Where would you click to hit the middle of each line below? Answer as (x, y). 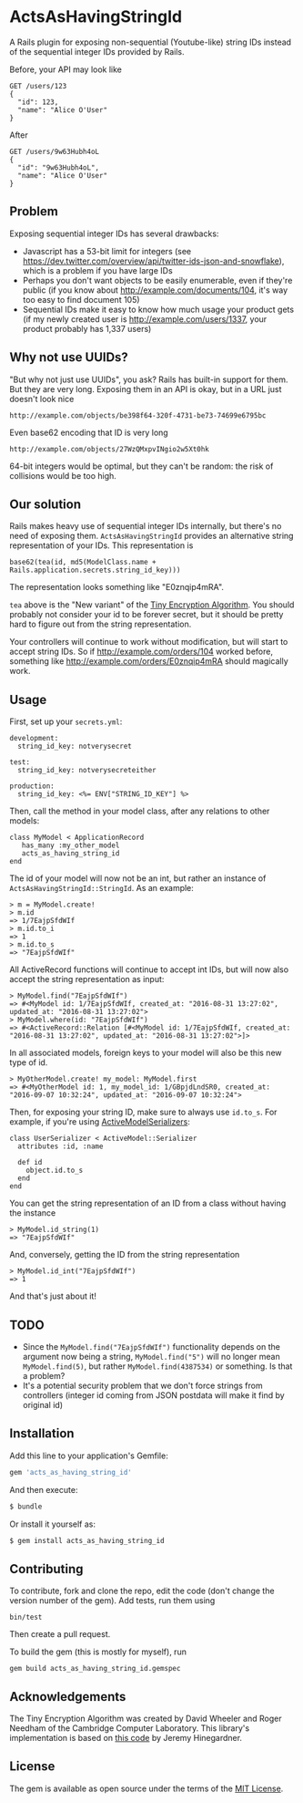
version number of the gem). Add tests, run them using (112, 1601)
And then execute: (44, 1489)
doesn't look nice (42, 399)
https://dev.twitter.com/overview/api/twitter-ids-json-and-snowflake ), (153, 261)
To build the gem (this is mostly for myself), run (98, 1652)
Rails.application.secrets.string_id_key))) (95, 570)
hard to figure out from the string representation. (101, 624)
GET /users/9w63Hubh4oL (55, 151)
